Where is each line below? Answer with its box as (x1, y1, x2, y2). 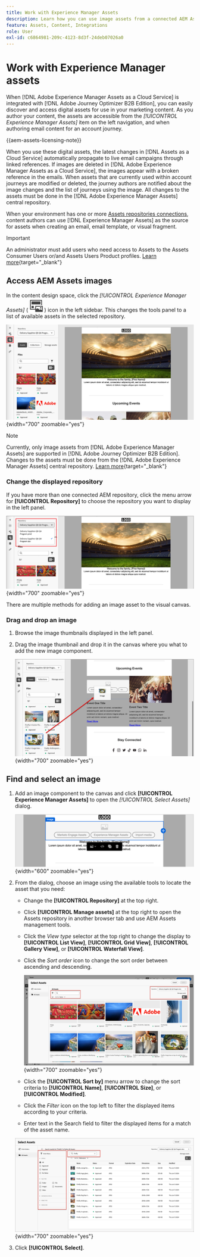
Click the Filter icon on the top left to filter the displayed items (23, 1102, 175, 1109)
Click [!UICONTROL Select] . (14, 1244, 85, 1251)
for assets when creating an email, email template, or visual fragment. (6, 223, 177, 230)
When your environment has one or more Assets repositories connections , (6, 210, 189, 217)
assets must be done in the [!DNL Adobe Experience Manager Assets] (6, 192, 178, 199)
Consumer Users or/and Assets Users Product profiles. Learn (6, 252, 157, 260)
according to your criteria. (23, 1108, 87, 1116)
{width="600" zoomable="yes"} (14, 868, 94, 875)
